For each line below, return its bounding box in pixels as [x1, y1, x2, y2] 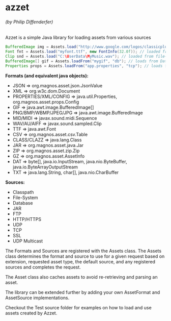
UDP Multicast [12, 238, 43, 244]
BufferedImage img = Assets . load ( [5, 44, 79, 50]
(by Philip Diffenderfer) [5, 18, 53, 24]
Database [12, 200, 33, 206]
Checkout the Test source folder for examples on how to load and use [5, 304, 152, 310]
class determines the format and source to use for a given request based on [5, 253, 165, 259]
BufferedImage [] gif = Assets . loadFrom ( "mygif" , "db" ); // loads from [5, 59, 158, 64]
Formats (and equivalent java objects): [5, 72, 89, 79]
